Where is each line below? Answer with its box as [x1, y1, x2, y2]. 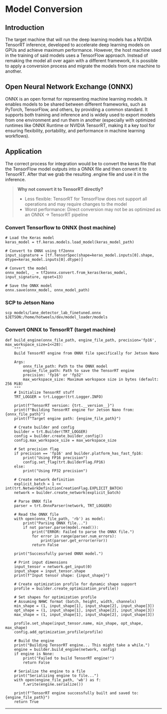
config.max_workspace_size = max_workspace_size [14, 438, 117, 443]
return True [14, 699, 39, 704]
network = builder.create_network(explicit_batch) [14, 490, 121, 495]
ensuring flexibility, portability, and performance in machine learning [5, 127, 145, 133]
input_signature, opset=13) [5, 274, 64, 279]
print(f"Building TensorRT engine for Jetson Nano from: [14, 407, 135, 412]
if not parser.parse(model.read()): [23, 525, 99, 530]
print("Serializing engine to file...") [14, 673, 99, 678]
